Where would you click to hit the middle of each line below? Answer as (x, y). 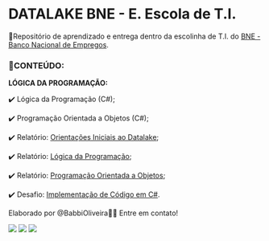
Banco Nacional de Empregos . (58, 44)
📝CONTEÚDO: (36, 65)
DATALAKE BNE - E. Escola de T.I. (122, 14)
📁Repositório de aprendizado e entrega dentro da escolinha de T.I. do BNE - (134, 36)
